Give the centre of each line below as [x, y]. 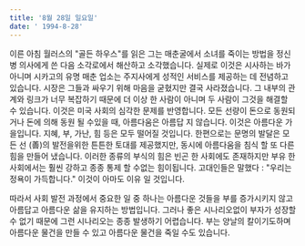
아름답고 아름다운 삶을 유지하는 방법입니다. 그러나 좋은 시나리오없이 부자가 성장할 [153, 210]
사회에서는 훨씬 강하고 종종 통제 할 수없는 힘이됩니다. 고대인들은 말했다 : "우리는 [151, 167]
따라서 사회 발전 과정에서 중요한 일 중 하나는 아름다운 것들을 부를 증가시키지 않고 [152, 198]
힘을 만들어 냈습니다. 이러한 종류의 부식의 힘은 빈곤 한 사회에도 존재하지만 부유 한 [152, 156]
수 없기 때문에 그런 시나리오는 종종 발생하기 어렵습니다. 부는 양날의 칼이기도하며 [150, 220]
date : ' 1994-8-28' [46, 26]
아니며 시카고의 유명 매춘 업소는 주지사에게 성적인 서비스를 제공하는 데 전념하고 [149, 76]
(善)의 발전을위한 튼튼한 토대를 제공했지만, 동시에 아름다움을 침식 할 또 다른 [162, 144]
